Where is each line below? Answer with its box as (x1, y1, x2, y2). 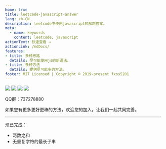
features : (5, 49, 26, 53)
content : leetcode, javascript (14, 35, 79, 40)
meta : (5, 26, 16, 31)
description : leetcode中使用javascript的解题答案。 (5, 21, 107, 26)
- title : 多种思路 (5, 53, 41, 58)
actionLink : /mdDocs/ (5, 44, 50, 49)
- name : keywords (9, 30, 45, 35)
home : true (5, 7, 28, 12)
